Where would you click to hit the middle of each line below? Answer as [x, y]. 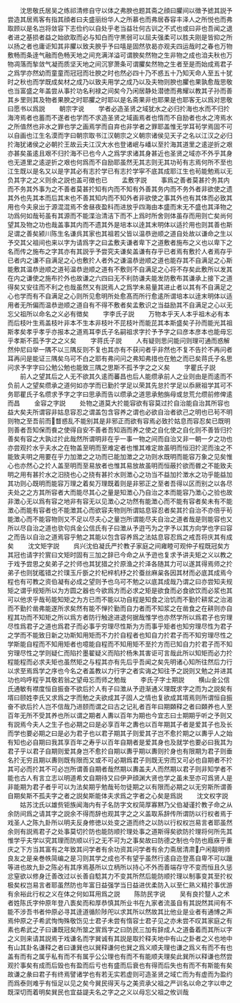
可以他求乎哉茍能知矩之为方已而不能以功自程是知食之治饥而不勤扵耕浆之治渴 [120, 599]
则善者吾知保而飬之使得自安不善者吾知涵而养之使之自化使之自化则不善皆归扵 [120, 430]
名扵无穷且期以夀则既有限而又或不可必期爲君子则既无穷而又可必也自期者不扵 [120, 760]
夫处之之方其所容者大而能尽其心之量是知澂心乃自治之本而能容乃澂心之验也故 [120, 492]
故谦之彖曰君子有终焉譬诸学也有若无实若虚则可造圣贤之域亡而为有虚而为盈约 [120, 974]
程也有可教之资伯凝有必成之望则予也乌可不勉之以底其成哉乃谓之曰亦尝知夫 [117, 581]
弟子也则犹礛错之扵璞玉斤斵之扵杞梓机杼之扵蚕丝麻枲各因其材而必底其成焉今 [120, 573]
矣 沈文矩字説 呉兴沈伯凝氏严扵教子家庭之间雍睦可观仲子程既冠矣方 [119, 546]
